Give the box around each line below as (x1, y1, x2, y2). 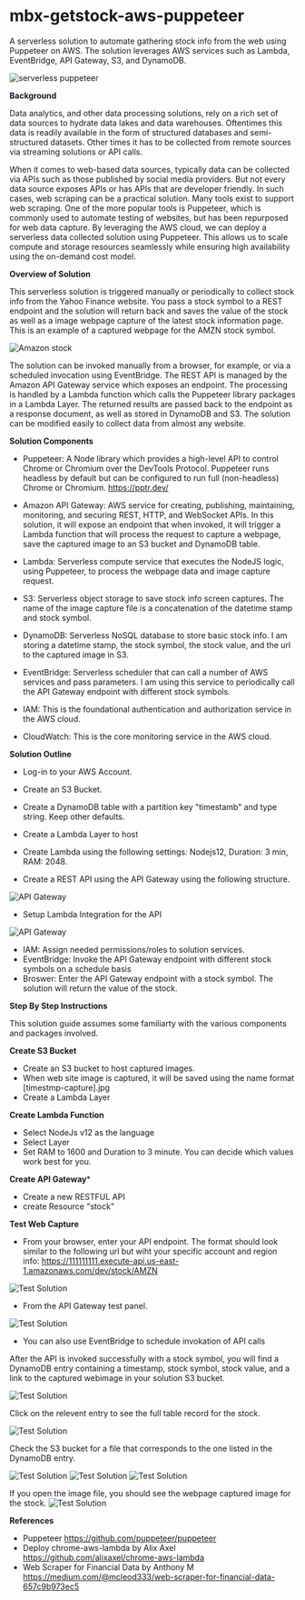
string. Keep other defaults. (22, 811, 125, 822)
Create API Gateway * (9, 1174, 91, 1185)
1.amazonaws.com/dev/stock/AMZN (22, 1265, 158, 1275)
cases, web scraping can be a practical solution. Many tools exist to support (9, 193, 294, 204)
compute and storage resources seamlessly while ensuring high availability (9, 241, 290, 252)
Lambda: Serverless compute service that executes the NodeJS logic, (22, 555, 284, 566)
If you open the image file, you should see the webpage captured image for (9, 1487, 291, 1498)
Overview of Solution (9, 268, 91, 279)
